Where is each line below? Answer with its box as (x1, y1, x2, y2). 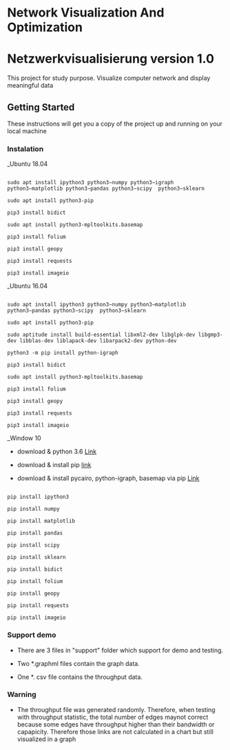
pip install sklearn (7, 554, 67, 561)
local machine (7, 126, 47, 135)
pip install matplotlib (7, 517, 76, 525)
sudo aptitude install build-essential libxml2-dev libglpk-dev (7, 331, 196, 339)
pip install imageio (7, 614, 67, 622)
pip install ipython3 (7, 493, 70, 501)
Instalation (7, 144, 44, 153)
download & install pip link (17, 461, 92, 469)
